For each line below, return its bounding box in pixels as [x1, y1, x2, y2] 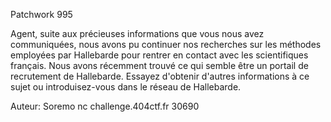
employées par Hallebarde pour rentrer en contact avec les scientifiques [10, 49, 309, 61]
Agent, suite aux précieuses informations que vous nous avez [10, 28, 265, 39]
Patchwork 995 [10, 9, 73, 20]
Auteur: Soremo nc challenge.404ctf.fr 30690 [10, 100, 200, 112]
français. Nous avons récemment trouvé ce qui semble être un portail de [10, 60, 309, 71]
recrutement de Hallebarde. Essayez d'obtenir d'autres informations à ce [10, 70, 310, 82]
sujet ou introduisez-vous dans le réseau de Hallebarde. [10, 81, 242, 93]
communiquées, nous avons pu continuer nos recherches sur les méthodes [10, 39, 322, 50]
